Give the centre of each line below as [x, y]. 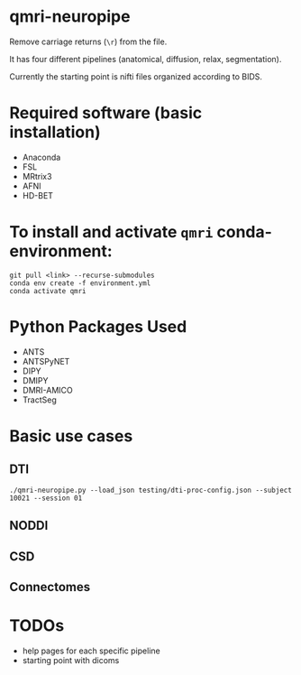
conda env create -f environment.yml [80, 283]
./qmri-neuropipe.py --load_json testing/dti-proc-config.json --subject [151, 490]
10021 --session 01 [46, 498]
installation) [55, 132]
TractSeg [39, 400]
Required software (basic [106, 113]
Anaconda [41, 157]
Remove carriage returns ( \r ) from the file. [88, 42]
